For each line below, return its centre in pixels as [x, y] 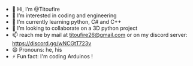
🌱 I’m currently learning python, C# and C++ [67, 22]
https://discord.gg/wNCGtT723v [52, 43]
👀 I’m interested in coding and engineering [64, 15]
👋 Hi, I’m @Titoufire [36, 9]
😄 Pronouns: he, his [37, 50]
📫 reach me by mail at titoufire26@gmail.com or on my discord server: [99, 35]
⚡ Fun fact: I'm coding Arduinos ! [52, 56]
